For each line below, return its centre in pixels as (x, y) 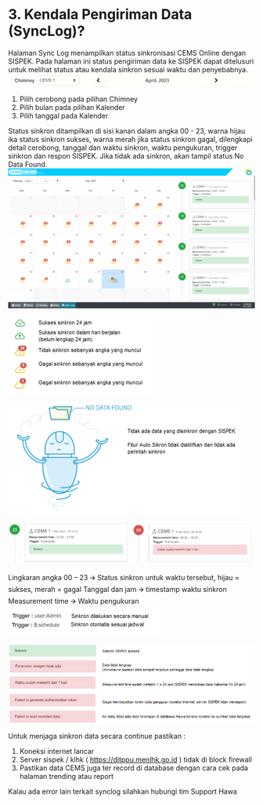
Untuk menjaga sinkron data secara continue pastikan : (97, 736)
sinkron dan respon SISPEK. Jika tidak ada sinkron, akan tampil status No (126, 156)
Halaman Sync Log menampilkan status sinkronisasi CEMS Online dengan (127, 53)
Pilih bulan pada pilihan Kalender (72, 108)
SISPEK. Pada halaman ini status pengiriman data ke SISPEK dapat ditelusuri (131, 61)
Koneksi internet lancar (57, 751)
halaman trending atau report (67, 776)
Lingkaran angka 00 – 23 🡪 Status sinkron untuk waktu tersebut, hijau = (124, 577)
